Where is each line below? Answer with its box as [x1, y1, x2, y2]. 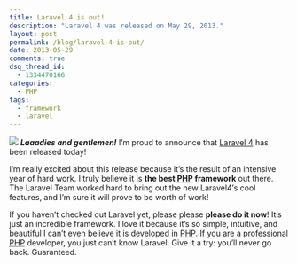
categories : [9, 79, 53, 88]
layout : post [9, 29, 58, 38]
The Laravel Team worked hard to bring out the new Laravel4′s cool [9, 182, 256, 193]
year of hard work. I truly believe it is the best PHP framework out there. [9, 174, 274, 184]
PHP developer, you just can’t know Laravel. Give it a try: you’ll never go [9, 237, 272, 248]
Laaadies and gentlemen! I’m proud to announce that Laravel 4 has [20, 137, 269, 148]
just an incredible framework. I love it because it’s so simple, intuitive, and [9, 219, 278, 229]
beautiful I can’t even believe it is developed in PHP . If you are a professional [9, 228, 288, 239]
